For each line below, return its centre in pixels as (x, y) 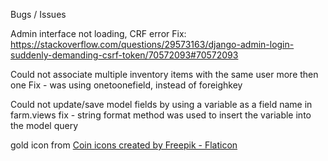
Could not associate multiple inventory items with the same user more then (164, 74)
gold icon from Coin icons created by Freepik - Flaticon (124, 145)
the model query (44, 125)
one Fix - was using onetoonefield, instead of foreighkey (126, 85)
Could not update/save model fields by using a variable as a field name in (161, 104)
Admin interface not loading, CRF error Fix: (98, 33)
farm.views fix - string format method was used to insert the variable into (161, 115)
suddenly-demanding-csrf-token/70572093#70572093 (124, 55)
